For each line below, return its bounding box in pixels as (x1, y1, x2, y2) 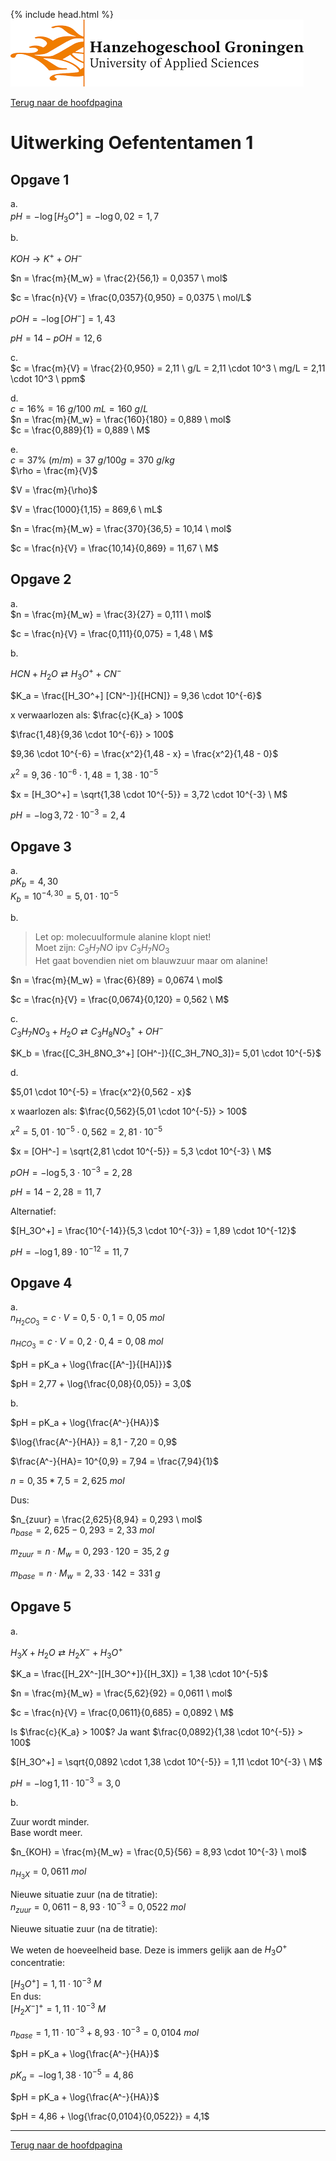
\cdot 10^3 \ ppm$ (10, 372, 86, 384)
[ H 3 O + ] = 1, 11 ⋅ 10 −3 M (10, 1976, 102, 1992)
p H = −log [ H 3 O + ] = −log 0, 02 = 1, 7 (10, 209, 160, 224)
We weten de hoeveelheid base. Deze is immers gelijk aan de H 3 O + (10, 1942, 288, 1958)
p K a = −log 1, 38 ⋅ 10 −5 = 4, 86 (10, 2067, 134, 2083)
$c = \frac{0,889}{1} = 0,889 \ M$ (10, 424, 151, 436)
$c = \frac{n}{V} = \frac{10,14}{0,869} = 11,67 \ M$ (10, 542, 219, 554)
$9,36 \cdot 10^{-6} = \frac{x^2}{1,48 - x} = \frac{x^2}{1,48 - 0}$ (10, 748, 279, 760)
